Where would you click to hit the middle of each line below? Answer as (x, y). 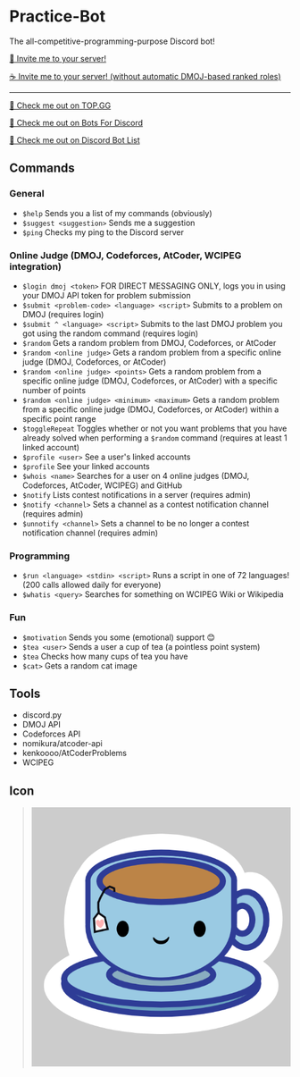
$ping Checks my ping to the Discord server (103, 232)
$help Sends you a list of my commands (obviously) (117, 213)
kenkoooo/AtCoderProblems (75, 753)
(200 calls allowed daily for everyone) (92, 585)
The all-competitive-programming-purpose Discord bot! (112, 41)
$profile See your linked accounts (86, 466)
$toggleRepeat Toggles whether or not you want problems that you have (154, 428)
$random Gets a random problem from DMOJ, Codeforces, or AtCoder (149, 342)
